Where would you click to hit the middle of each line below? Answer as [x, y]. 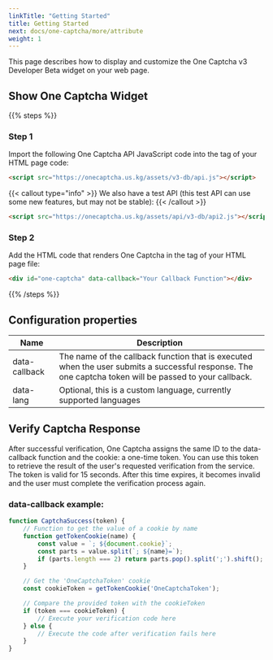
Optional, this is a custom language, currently [145, 390]
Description [160, 343]
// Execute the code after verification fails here [127, 634]
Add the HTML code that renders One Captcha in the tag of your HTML [127, 255]
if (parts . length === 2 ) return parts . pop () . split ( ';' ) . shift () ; [151, 559]
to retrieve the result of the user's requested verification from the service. [132, 466]
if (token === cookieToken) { [74, 610]
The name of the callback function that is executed [156, 357]
